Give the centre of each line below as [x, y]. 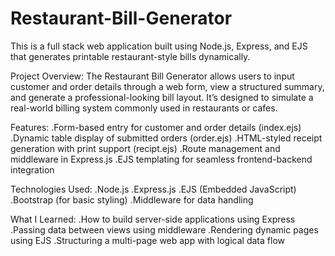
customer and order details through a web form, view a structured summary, [167, 86]
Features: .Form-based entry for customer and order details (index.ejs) [156, 127]
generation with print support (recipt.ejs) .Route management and [145, 148]
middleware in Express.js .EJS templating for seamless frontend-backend [161, 159]
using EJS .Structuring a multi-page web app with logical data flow [147, 240]
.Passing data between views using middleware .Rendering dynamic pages [164, 229]
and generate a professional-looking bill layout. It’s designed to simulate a [162, 97]
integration [32, 169]
